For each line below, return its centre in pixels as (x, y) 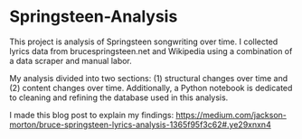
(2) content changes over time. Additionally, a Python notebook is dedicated (151, 88)
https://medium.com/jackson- (231, 115)
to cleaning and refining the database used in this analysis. (119, 97)
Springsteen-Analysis (94, 17)
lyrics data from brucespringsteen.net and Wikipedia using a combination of (151, 51)
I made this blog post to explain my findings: (92, 115)
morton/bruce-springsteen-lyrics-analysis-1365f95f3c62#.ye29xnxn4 (140, 125)
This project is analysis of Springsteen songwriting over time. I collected (144, 42)
